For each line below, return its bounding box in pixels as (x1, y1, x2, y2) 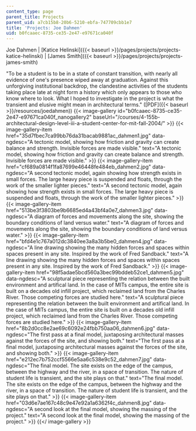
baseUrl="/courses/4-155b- (92, 113, 160, 120)
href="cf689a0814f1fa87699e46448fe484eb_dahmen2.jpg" (6, 163, 152, 170)
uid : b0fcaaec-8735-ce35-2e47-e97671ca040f (6, 30, 114, 36)
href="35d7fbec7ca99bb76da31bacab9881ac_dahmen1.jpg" (6, 132, 151, 139)
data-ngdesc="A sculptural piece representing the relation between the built (6, 275, 190, 282)
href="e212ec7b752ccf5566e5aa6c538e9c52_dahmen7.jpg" (6, 356, 152, 363)
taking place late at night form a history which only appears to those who (6, 89, 183, 96)
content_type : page (6, 8, 54, 15)
